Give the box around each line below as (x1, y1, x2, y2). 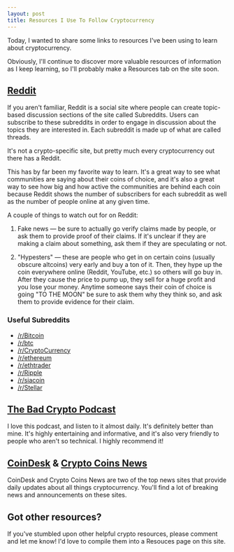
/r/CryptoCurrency (17, 346, 71, 354)
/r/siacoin (17, 375, 45, 384)
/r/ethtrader (17, 361, 51, 369)
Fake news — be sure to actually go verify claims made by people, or (17, 225, 217, 233)
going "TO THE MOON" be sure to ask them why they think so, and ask (17, 290, 222, 298)
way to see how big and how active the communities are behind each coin (7, 183, 221, 191)
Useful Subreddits (7, 315, 71, 325)
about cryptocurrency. (7, 43, 72, 52)
